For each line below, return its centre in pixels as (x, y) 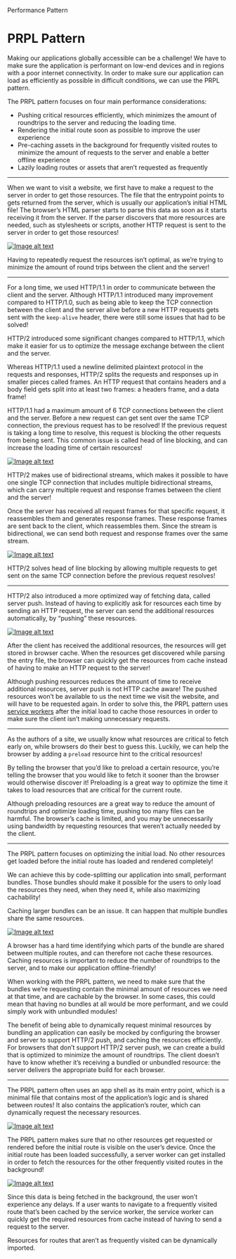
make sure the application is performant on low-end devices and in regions (116, 65)
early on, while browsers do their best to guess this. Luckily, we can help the (118, 746)
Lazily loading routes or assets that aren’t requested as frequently (113, 167)
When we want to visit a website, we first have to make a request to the (111, 187)
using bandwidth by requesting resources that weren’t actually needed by (114, 826)
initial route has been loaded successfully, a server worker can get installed (117, 1154)
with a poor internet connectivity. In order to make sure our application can (116, 72)
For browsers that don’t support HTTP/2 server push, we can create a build (116, 1047)
